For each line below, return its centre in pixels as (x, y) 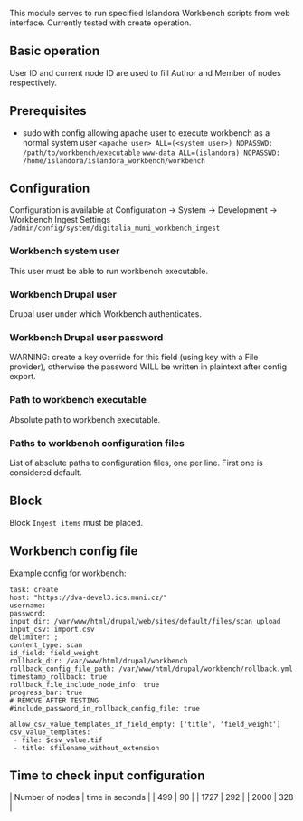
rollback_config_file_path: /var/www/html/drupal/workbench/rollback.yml (151, 669)
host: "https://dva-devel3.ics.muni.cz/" (89, 597)
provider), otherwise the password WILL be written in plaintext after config (148, 367)
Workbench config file (74, 551)
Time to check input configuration (107, 775)
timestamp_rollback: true (58, 677)
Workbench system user (65, 251)
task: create (34, 589)
